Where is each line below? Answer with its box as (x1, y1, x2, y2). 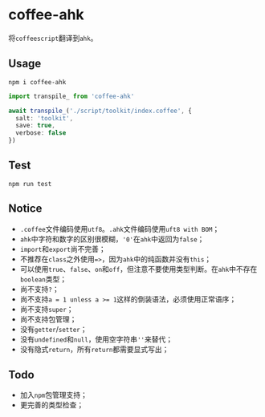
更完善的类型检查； (19, 400, 84, 410)
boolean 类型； (19, 274, 67, 284)
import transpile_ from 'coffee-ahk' (8, 92, 135, 100)
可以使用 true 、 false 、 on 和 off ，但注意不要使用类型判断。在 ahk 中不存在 (19, 264, 258, 273)
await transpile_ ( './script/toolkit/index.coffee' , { (8, 107, 193, 115)
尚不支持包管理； (19, 314, 77, 324)
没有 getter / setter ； (19, 324, 88, 334)
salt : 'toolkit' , (15, 114, 74, 122)
